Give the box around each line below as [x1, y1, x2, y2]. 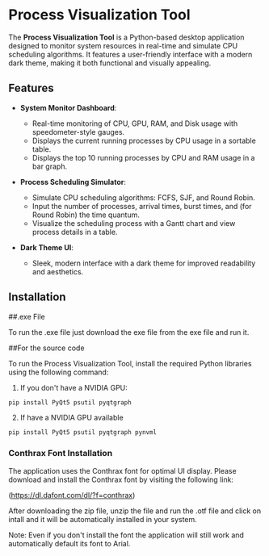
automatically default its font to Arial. [8, 538, 131, 548]
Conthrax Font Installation [8, 448, 113, 459]
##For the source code [8, 343, 85, 353]
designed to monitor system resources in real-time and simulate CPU [8, 40, 238, 50]
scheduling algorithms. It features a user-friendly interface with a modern [8, 49, 253, 59]
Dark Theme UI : [19, 242, 74, 252]
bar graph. [32, 161, 67, 171]
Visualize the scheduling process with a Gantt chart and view [32, 218, 236, 228]
